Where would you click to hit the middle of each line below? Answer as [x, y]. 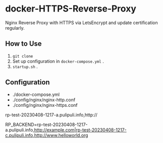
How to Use [24, 44]
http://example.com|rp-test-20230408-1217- [80, 130]
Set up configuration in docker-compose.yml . [58, 61]
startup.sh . [25, 66]
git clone [23, 56]
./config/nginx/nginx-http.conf [44, 100]
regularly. [15, 28]
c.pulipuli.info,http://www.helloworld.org [47, 135]
